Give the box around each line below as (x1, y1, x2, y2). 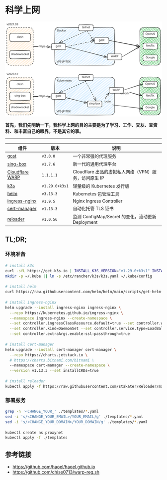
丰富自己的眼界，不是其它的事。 (18, 128, 83, 135)
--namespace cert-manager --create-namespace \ (9, 363, 110, 368)
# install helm (5, 284, 37, 289)
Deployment (73, 219, 98, 225)
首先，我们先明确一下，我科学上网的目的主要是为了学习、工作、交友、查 (5, 122, 153, 128)
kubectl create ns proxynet (5, 430, 64, 435)
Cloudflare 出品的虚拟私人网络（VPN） (73, 169, 153, 175)
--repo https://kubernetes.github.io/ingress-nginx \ (9, 310, 123, 316)
